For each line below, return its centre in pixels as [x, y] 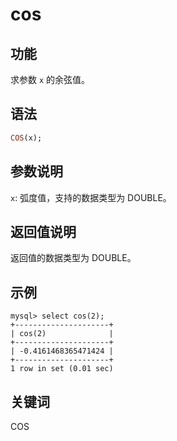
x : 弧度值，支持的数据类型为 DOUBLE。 [91, 197]
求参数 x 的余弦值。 [50, 79]
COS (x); [26, 138]
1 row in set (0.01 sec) [62, 369]
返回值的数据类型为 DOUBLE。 [73, 258]
